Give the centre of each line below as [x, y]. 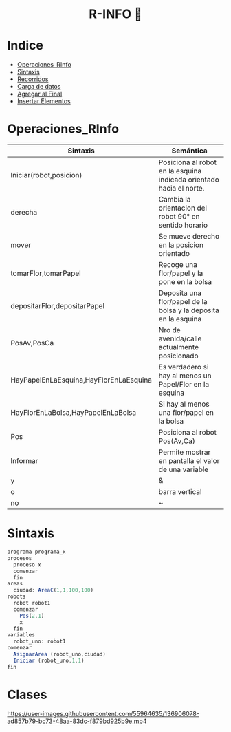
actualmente [179, 347]
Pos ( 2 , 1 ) [32, 616]
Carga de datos [39, 87]
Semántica [189, 151]
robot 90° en [179, 217]
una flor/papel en [186, 413]
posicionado [178, 356]
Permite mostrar [185, 452]
